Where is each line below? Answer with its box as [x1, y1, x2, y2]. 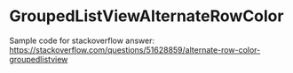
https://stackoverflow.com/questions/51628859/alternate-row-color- [9, 44, 261, 55]
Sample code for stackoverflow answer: [9, 35, 155, 46]
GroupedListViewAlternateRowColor [9, 6, 284, 26]
